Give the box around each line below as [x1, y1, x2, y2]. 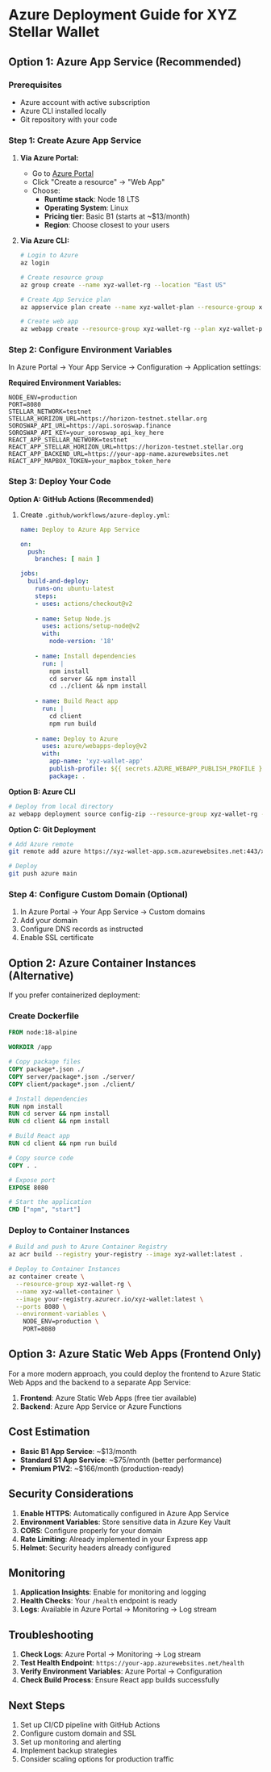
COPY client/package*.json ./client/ [8, 1080, 135, 1089]
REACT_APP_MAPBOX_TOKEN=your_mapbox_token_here [8, 458, 172, 466]
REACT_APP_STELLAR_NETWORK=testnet [8, 436, 128, 445]
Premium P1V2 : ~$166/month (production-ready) [19, 1463, 185, 1473]
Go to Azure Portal [31, 169, 94, 178]
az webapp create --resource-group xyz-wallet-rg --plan [19, 325, 216, 333]
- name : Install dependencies [35, 652, 136, 660]
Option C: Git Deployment [8, 825, 97, 834]
